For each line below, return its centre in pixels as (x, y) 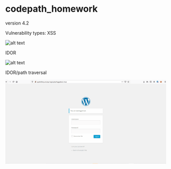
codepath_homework (52, 9)
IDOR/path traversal (26, 73)
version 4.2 (17, 23)
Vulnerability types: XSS (31, 33)
